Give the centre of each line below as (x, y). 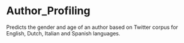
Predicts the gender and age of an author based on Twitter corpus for (92, 27)
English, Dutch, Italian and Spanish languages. (63, 33)
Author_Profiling (49, 11)
